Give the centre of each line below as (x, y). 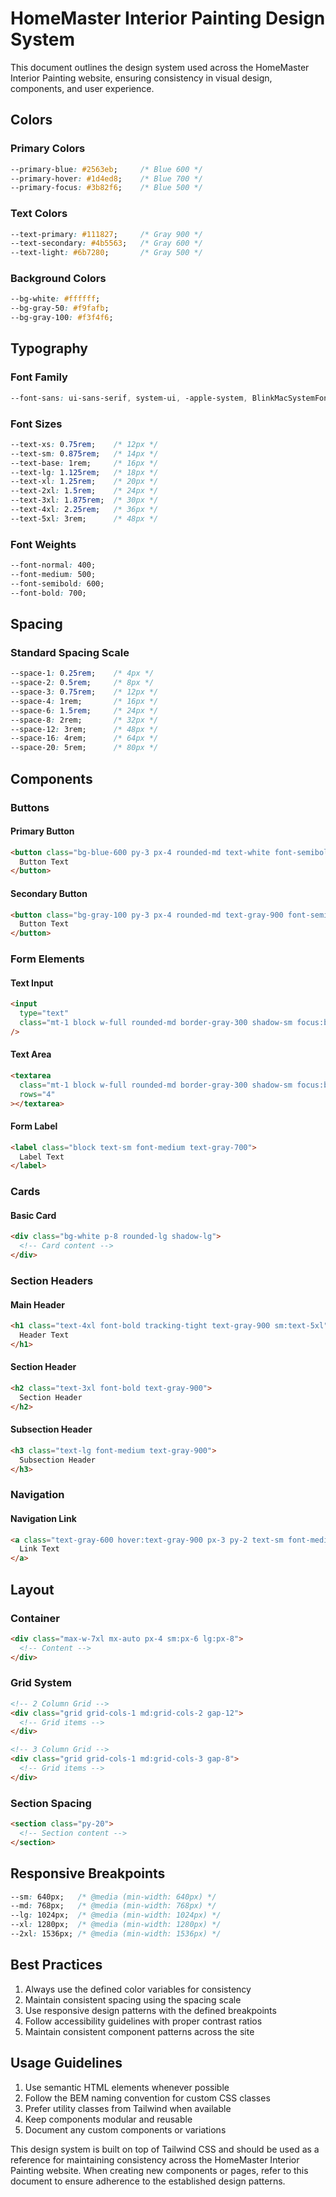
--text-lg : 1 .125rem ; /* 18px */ (84, 472)
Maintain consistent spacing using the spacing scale (133, 1999)
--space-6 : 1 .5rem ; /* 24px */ (84, 710)
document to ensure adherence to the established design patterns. (148, 2181)
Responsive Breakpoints (88, 1873)
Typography (49, 348)
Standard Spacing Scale (70, 652)
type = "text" (44, 1013)
